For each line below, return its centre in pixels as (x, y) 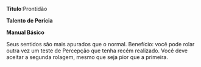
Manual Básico (25, 32)
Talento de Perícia (30, 20)
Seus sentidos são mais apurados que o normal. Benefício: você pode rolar (100, 44)
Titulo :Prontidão (27, 9)
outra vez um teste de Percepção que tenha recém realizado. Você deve (97, 51)
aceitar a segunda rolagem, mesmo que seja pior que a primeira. (87, 57)
